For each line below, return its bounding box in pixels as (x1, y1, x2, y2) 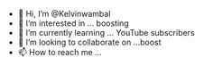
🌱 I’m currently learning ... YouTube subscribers (17, 28, 196, 37)
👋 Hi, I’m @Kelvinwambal (17, 9, 111, 19)
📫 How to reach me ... (17, 47, 102, 57)
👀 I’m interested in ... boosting (17, 18, 129, 29)
